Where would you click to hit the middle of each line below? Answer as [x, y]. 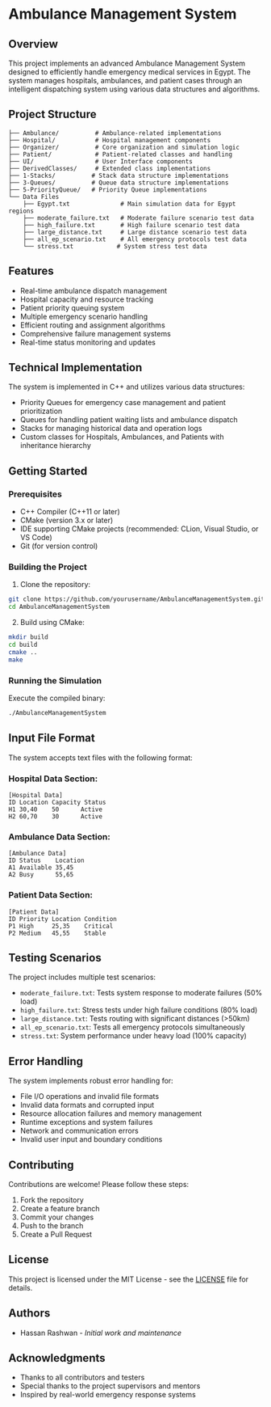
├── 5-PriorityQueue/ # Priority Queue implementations [108, 190]
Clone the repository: [55, 585]
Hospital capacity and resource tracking [87, 299]
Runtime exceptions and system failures [86, 1122]
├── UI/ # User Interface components [101, 161]
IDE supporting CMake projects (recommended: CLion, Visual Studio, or [139, 529]
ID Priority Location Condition [63, 919]
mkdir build [28, 637]
